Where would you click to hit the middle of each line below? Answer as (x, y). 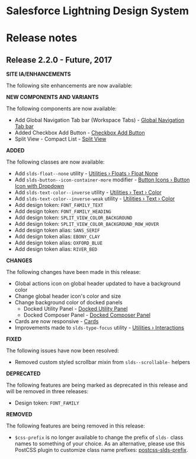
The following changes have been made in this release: (73, 272)
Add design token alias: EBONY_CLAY (57, 237)
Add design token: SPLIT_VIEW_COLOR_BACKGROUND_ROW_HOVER (87, 224)
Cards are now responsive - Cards (57, 321)
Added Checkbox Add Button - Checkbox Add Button (80, 133)
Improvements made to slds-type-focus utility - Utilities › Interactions (99, 328)
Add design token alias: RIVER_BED (56, 249)
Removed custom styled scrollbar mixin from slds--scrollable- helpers (102, 362)
